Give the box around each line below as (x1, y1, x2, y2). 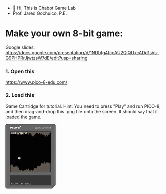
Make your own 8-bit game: (5, 28, 123, 39)
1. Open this (5, 68, 35, 75)
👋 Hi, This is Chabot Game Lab (12, 5, 76, 11)
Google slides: (5, 44, 35, 50)
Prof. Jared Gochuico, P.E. (12, 10, 67, 16)
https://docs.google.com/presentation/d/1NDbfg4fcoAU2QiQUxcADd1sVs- (5, 49, 159, 55)
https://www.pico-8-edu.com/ (5, 79, 68, 85)
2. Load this (5, 92, 35, 99)
